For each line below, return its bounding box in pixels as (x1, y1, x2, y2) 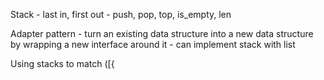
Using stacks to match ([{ (10, 58, 115, 69)
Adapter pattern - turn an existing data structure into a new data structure (10, 28, 314, 39)
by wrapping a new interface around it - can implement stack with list (10, 39, 296, 50)
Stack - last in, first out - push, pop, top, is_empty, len (10, 9, 232, 20)
